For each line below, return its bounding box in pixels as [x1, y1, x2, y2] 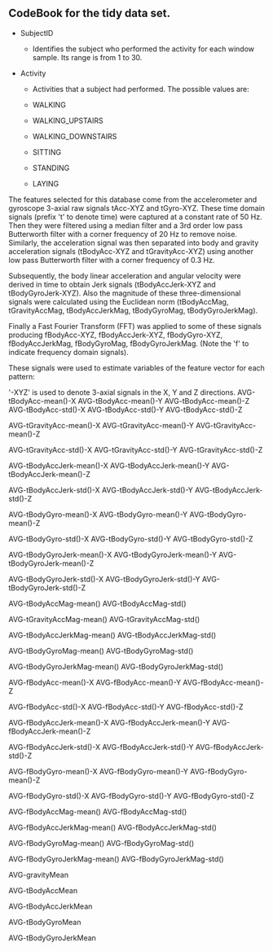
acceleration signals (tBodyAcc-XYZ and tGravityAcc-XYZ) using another [8, 246, 254, 256]
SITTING [32, 147, 62, 157]
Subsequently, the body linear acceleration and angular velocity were [8, 270, 242, 280]
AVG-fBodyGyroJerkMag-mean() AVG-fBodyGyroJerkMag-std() [8, 854, 224, 864]
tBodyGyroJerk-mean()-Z [8, 558, 95, 568]
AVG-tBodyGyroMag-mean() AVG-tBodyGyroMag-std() [8, 646, 194, 655]
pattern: [8, 371, 35, 381]
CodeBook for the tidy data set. [8, 7, 171, 20]
